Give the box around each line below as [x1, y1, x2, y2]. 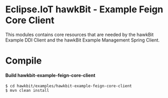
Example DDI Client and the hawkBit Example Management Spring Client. [5, 37, 160, 43]
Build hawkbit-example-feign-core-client [5, 72, 96, 78]
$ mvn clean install [5, 88, 50, 93]
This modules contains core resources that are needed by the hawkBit [5, 31, 154, 37]
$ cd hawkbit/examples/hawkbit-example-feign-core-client [5, 84, 132, 89]
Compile [5, 55, 42, 67]
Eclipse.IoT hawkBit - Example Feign [5, 4, 163, 15]
